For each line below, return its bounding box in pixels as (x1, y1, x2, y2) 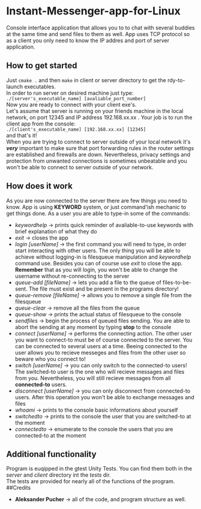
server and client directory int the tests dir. (6, 471, 111, 478)
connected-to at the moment (14, 432, 86, 439)
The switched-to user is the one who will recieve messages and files (14, 368, 185, 375)
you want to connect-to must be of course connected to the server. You (14, 336, 193, 343)
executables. (24, 83, 56, 90)
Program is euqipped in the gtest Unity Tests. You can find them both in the (6, 465, 193, 472)
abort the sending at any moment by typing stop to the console (14, 323, 172, 331)
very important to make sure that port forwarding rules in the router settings (6, 144, 194, 151)
